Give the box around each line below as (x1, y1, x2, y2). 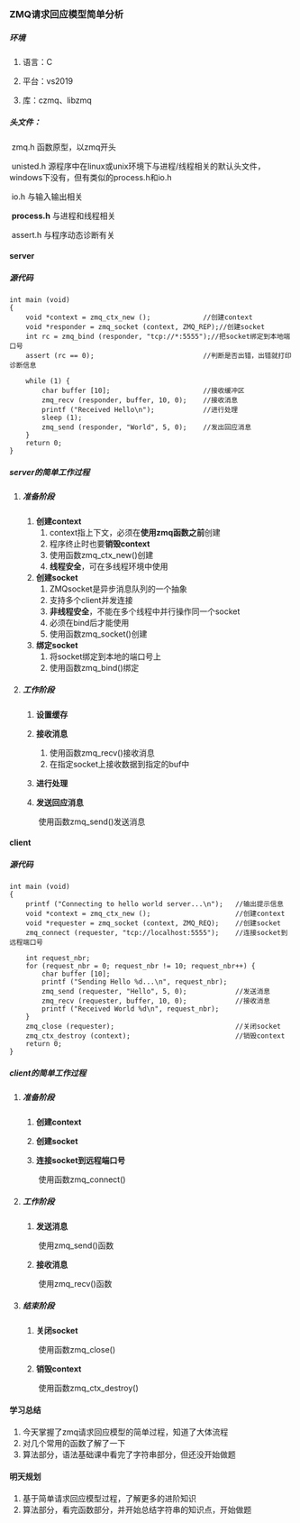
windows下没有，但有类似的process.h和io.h (9, 171, 173, 182)
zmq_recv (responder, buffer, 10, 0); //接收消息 (41, 396, 239, 405)
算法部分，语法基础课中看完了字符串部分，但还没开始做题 (22, 1449, 236, 1460)
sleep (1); (41, 413, 83, 423)
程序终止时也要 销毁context (49, 538, 150, 549)
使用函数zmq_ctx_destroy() (38, 1382, 140, 1393)
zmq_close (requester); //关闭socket (25, 1022, 281, 1032)
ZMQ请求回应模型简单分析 (9, 7, 124, 20)
